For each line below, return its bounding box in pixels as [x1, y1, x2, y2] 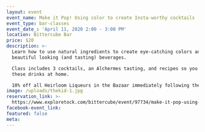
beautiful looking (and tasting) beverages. [12, 54, 127, 61]
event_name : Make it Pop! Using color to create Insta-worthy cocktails [6, 15, 195, 21]
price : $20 [6, 37, 34, 43]
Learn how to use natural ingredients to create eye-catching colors [12, 49, 192, 55]
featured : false [6, 111, 48, 117]
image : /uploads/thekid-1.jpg [6, 88, 84, 94]
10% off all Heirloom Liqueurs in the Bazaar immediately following [12, 82, 190, 89]
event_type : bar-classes [6, 20, 70, 26]
